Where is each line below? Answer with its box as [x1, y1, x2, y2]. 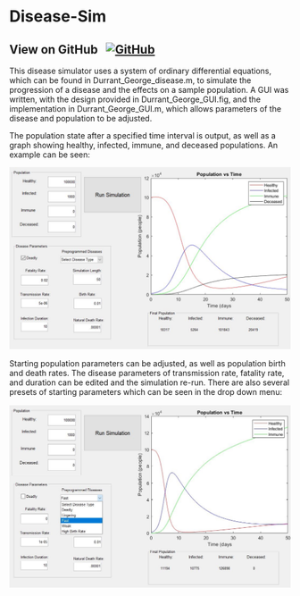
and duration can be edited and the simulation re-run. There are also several [9, 377, 290, 388]
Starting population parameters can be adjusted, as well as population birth [9, 357, 286, 368]
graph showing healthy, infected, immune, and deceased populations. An [9, 140, 279, 150]
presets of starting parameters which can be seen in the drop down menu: [9, 386, 283, 397]
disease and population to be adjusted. [9, 113, 153, 123]
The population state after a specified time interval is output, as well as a [9, 130, 277, 140]
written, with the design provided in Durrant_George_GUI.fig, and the [9, 94, 262, 105]
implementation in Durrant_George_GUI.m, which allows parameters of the [9, 104, 282, 113]
